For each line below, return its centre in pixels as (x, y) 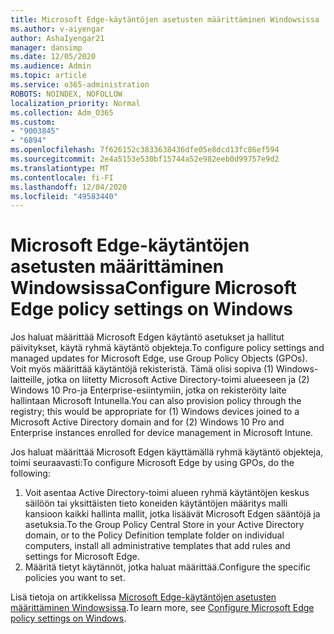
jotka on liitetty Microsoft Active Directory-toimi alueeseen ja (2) (178, 380)
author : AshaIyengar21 (57, 38)
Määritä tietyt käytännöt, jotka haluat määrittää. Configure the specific (168, 567)
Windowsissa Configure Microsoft (153, 288)
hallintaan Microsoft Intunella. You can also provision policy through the (156, 401)
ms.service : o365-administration (80, 85)
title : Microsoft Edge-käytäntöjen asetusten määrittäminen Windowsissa (165, 19)
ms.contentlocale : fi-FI (62, 177)
